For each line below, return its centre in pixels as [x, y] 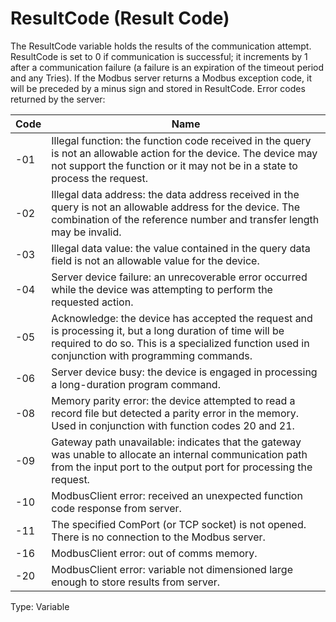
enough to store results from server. [136, 582]
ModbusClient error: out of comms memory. [154, 553]
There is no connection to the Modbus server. [158, 537]
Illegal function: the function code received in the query [181, 140]
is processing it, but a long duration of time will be [168, 330]
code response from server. [116, 508]
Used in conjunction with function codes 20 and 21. [173, 425]
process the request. [100, 178]
